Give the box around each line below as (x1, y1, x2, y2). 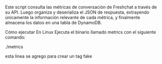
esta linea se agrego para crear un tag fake (5, 53, 92, 59)
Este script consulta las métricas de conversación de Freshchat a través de (5, 4, 157, 10)
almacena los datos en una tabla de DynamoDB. (5, 20, 102, 25)
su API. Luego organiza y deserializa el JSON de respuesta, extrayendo (5, 9, 150, 15)
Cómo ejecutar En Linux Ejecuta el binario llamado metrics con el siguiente (5, 29, 156, 35)
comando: (5, 34, 26, 40)
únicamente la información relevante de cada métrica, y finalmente (5, 15, 140, 20)
